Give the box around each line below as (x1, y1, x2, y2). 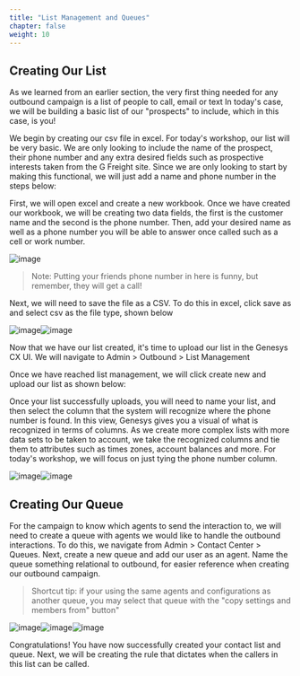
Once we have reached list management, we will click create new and (9, 369, 267, 380)
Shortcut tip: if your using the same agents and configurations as (30, 585, 271, 596)
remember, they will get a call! (30, 280, 142, 292)
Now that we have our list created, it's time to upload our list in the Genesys (9, 342, 288, 353)
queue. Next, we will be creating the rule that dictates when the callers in (9, 649, 279, 660)
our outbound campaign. (9, 568, 101, 579)
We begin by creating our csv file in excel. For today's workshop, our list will (9, 133, 290, 144)
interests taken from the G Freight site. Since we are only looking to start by (9, 162, 288, 172)
